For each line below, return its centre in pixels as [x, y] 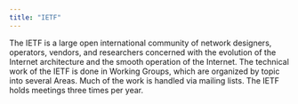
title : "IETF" [36, 17]
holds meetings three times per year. [77, 90]
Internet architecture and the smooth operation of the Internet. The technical [149, 61]
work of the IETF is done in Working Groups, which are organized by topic [145, 71]
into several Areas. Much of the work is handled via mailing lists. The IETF [145, 80]
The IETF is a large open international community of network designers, [141, 43]
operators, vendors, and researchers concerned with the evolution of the [143, 52]
